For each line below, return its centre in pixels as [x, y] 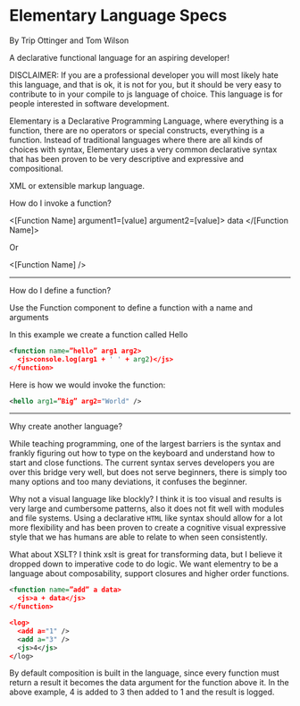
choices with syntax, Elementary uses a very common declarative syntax [143, 149]
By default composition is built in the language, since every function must [144, 673]
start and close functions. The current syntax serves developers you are [142, 463]
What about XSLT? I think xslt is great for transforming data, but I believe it [146, 555]
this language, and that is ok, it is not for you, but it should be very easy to [146, 84]
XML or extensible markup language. [77, 185]
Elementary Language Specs [118, 16]
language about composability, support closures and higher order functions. [150, 574]
